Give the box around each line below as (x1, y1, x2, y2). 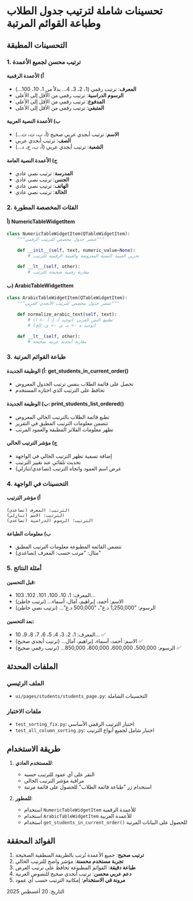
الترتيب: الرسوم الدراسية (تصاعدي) (6, 517, 94, 524)
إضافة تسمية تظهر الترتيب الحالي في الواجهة (15, 452, 113, 459)
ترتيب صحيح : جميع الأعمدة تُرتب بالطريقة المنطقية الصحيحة (15, 852, 144, 859)
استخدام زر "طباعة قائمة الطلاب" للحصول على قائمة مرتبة (23, 783, 152, 790)
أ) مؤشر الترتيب (6, 494, 40, 501)
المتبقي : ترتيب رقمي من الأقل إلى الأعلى (15, 104, 104, 111)
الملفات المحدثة (6, 661, 58, 671)
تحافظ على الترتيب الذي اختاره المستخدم (15, 387, 105, 394)
